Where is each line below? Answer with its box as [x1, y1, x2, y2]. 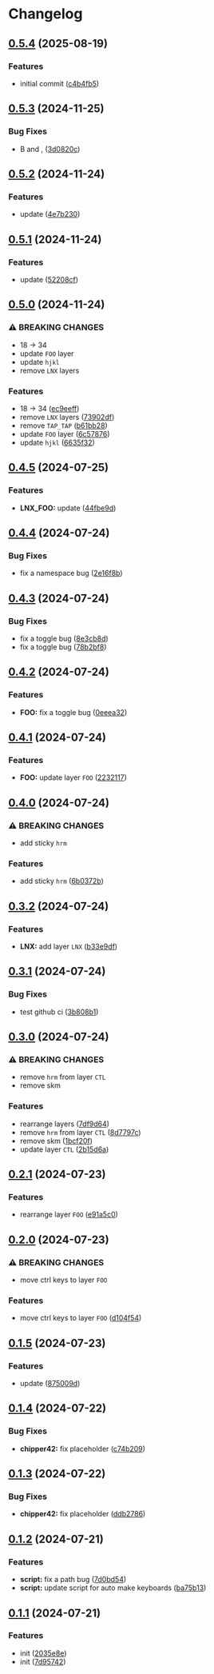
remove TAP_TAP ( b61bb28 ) [19, 421, 108, 430]
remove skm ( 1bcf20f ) [19, 1136, 93, 1145]
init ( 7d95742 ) [19, 1656, 66, 1666]
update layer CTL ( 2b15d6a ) [19, 1145, 109, 1154]
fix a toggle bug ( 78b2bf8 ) [19, 641, 107, 652]
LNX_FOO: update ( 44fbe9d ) [19, 503, 117, 513]
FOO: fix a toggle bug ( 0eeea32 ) [19, 707, 128, 717]
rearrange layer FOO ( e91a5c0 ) [19, 1209, 118, 1220]
